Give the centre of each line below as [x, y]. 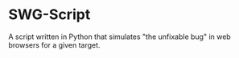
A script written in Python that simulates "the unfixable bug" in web [119, 37]
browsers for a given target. [54, 44]
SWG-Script [49, 15]
